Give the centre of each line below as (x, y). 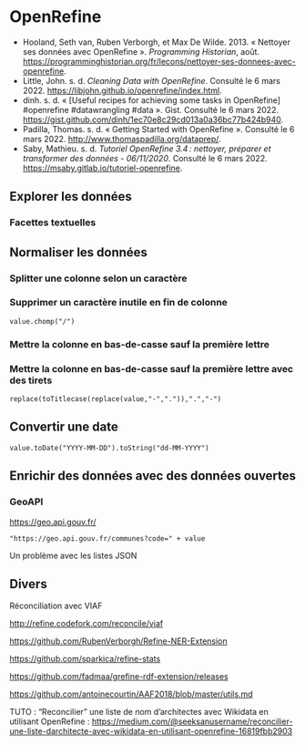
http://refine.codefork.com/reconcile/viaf (86, 624)
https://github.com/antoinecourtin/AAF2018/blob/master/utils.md (131, 694)
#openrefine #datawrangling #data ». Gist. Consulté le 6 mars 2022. (151, 109)
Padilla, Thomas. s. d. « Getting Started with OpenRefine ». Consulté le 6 (158, 129)
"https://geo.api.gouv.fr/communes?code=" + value (107, 538)
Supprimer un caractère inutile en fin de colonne (118, 303)
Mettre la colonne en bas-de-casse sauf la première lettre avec (152, 368)
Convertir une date (64, 427)
